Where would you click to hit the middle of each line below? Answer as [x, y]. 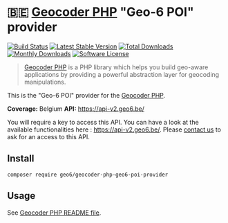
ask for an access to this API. [48, 136]
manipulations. [45, 82]
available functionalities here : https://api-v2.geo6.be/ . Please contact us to [114, 130]
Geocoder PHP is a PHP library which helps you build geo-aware [116, 67]
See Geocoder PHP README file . [54, 213]
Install [21, 159]
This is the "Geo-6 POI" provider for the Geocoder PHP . [86, 95]
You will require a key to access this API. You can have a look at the [103, 122]
